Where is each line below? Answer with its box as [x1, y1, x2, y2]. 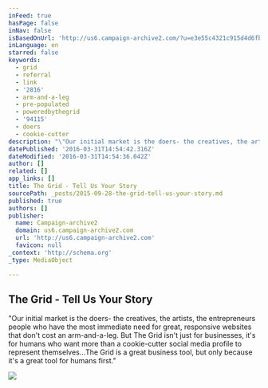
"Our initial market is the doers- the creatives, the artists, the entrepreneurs [8, 314, 256, 323]
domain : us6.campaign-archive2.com [15, 226, 134, 235]
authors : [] [8, 204, 48, 212]
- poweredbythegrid [15, 108, 81, 116]
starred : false [8, 49, 59, 57]
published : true [8, 197, 62, 205]
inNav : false [8, 26, 52, 34]
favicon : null [15, 241, 62, 249]
